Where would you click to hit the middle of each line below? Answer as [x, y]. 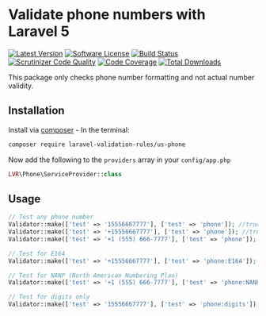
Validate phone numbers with [107, 15]
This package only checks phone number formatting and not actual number [131, 77]
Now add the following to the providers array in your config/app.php [120, 160]
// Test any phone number [51, 217]
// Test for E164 [37, 253]
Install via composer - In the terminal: [69, 129]
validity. [21, 86]
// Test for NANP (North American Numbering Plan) [93, 276]
